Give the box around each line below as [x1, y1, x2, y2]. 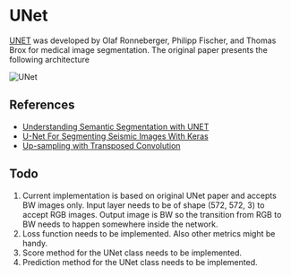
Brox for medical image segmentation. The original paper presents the [9, 44, 269, 55]
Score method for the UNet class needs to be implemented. [21, 247, 243, 258]
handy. [21, 237, 48, 248]
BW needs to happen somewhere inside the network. [21, 219, 218, 229]
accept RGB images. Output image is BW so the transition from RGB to [21, 209, 282, 220]
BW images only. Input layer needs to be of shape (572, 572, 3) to [21, 199, 265, 211]
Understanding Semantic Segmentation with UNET [21, 121, 210, 132]
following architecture [9, 54, 90, 65]
